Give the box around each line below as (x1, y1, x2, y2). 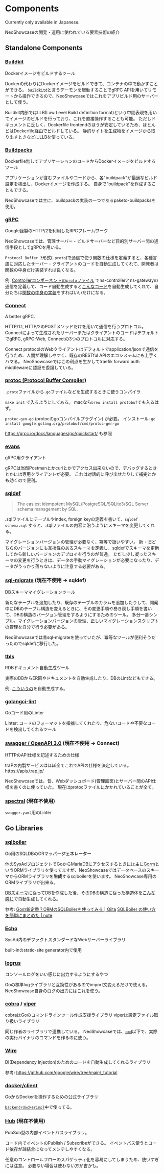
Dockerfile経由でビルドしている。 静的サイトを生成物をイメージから (13, 128, 151, 134)
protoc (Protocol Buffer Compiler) (5, 377, 87, 384)
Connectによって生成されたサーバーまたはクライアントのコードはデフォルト (5, 329, 159, 336)
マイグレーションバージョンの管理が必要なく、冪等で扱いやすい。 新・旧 (5, 539, 152, 545)
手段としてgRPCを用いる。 (9, 244, 64, 250)
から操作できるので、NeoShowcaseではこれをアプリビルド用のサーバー (13, 93, 159, 98)
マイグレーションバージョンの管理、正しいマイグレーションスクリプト (18, 618, 159, 624)
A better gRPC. (5, 313, 35, 319)
